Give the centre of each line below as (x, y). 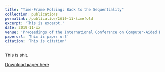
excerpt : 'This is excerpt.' (35, 23)
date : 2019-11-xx (23, 28)
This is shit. (17, 55)
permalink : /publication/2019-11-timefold (49, 18)
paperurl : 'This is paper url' (37, 37)
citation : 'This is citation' (36, 41)
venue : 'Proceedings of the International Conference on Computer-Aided (81, 32)
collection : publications (31, 14)
